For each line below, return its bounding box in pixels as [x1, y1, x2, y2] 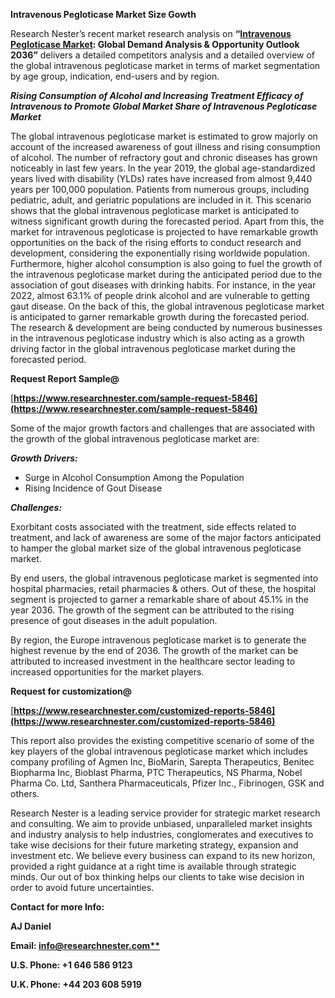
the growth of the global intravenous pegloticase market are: [10, 433, 260, 444]
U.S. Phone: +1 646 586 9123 [10, 959, 133, 971]
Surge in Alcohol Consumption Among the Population [24, 472, 245, 483]
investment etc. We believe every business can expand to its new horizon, [10, 850, 316, 861]
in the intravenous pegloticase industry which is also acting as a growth [10, 332, 305, 344]
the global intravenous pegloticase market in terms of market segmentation [10, 60, 321, 71]
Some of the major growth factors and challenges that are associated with [10, 422, 316, 434]
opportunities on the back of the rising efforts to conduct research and [10, 237, 302, 248]
